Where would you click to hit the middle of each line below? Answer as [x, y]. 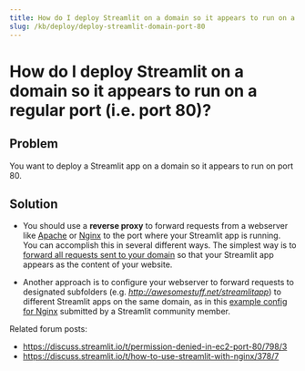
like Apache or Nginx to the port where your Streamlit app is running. [152, 236]
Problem [34, 144]
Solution [34, 204]
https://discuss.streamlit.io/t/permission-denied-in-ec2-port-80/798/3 [155, 346]
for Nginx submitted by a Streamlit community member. [126, 312]
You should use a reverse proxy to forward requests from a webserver [155, 226]
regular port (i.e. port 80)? [111, 110]
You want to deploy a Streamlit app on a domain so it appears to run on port [152, 166]
